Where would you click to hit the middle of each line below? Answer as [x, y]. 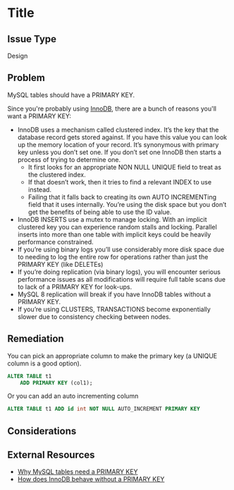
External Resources [51, 455]
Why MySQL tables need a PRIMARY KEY [78, 472]
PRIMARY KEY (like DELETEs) [60, 264]
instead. [39, 189]
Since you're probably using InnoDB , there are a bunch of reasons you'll [112, 108]
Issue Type [32, 39]
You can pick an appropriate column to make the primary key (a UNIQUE [112, 356]
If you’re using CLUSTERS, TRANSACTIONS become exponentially [114, 309]
